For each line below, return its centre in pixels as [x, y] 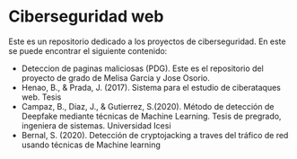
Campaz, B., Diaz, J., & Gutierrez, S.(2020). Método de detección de [148, 106]
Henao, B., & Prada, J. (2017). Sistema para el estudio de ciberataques [151, 87]
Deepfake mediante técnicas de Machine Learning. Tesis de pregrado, [151, 116]
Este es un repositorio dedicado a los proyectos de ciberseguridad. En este [147, 41]
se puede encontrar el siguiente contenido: [88, 50]
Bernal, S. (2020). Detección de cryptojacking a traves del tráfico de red [155, 135]
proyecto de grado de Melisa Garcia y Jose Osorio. [115, 77]
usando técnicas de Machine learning [91, 145]
